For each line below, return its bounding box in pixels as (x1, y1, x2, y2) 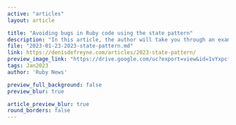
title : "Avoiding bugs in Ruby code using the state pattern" (7, 29, 193, 37)
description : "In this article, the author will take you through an (7, 36, 216, 43)
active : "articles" (7, 10, 65, 18)
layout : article (7, 17, 55, 24)
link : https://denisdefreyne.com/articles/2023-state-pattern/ (7, 49, 197, 56)
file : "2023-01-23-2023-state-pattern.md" (7, 43, 133, 50)
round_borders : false (7, 107, 71, 114)
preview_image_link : (7, 55, 68, 63)
